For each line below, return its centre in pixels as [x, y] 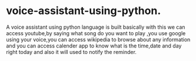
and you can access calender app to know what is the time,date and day [94, 46]
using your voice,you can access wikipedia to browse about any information [98, 39]
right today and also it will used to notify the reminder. [72, 52]
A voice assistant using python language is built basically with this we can [96, 27]
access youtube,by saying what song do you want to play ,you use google [96, 33]
